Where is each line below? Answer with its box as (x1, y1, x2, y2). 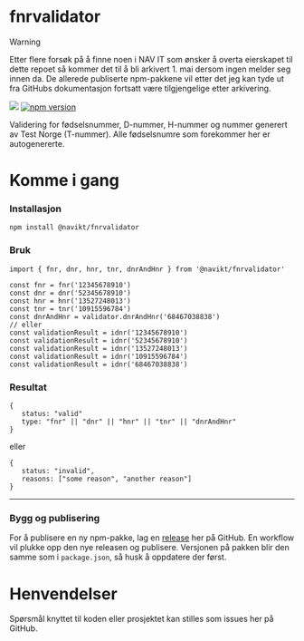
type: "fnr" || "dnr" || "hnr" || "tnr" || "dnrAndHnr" (21, 417, 237, 427)
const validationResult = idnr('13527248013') (9, 344, 188, 353)
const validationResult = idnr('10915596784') (9, 352, 188, 361)
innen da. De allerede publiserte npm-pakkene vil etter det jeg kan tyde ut (9, 73, 285, 83)
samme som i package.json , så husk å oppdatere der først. (9, 551, 227, 563)
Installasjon (9, 202, 62, 215)
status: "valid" (21, 410, 83, 419)
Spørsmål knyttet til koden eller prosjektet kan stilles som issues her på (9, 614, 274, 625)
